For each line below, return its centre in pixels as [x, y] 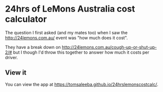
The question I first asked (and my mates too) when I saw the [66, 32]
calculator [26, 19]
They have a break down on [33, 47]
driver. [11, 57]
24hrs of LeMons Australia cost [70, 9]
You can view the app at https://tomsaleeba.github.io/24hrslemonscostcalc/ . [82, 84]
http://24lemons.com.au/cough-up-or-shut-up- [109, 47]
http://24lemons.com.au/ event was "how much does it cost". [66, 38]
